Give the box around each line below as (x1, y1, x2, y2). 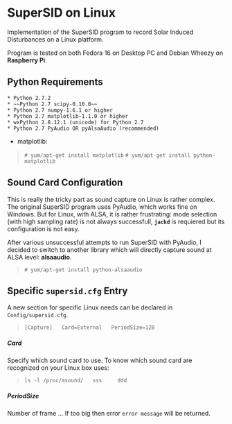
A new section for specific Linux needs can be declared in (7, 303, 173, 312)
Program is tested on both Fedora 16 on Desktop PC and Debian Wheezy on (7, 49, 224, 57)
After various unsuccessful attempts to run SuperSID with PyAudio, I (7, 238, 202, 246)
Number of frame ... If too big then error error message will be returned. (7, 409, 211, 418)
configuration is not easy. (7, 224, 80, 233)
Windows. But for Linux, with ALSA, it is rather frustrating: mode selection (7, 210, 217, 218)
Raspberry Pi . (7, 56, 47, 64)
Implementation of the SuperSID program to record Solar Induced (7, 28, 194, 36)
